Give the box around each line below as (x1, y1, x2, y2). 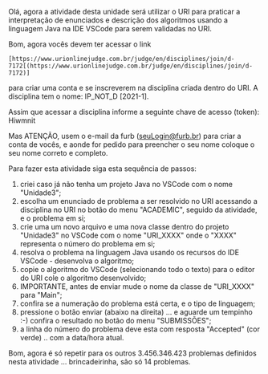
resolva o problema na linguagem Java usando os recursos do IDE (19, 248, 239, 257)
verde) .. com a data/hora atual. (19, 333, 124, 342)
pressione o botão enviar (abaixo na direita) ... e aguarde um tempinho (19, 307, 253, 316)
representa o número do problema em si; (19, 239, 156, 248)
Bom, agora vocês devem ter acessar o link (8, 39, 152, 49)
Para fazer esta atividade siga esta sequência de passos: (8, 164, 197, 173)
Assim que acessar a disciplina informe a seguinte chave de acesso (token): (8, 108, 260, 116)
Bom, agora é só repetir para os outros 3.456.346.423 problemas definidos (8, 348, 257, 358)
